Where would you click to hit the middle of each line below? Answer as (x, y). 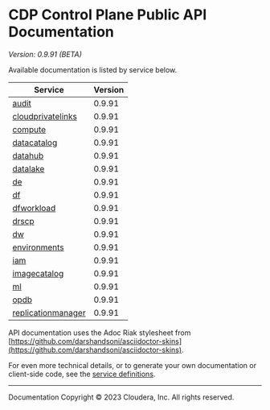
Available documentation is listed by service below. (93, 69)
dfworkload (34, 208)
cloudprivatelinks (45, 116)
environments (38, 247)
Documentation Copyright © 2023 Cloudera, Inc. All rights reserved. (121, 397)
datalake (29, 168)
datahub (28, 155)
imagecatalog (38, 273)
